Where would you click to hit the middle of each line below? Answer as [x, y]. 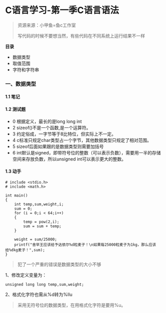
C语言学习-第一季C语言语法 [62, 10]
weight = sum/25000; [36, 239]
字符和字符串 [26, 69]
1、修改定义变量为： [26, 275]
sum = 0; [23, 209]
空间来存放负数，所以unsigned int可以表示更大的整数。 [69, 159]
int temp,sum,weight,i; [39, 204]
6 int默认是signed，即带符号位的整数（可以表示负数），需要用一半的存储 [87, 152]
